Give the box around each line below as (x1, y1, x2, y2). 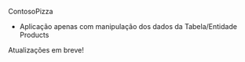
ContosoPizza (8, 7, 53, 16)
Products (19, 31, 49, 39)
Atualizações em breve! (8, 46, 85, 54)
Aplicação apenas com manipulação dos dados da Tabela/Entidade (19, 22, 238, 31)
